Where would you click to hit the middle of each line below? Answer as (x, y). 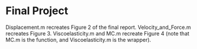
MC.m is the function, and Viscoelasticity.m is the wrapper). (78, 40)
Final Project (37, 11)
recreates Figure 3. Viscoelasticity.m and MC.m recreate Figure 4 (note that (98, 33)
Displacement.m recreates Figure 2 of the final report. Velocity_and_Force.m (98, 27)
